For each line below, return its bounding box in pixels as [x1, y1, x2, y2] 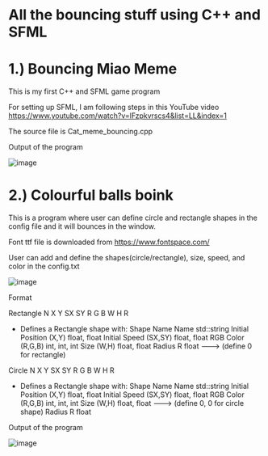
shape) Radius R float [19, 407, 91, 417]
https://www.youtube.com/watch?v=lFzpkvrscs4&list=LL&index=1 [8, 111, 228, 120]
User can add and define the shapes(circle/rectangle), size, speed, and [8, 253, 245, 263]
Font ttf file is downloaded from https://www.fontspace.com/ [8, 237, 210, 247]
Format [8, 293, 32, 302]
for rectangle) [19, 350, 66, 360]
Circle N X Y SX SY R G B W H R [8, 365, 115, 375]
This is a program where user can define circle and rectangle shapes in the [8, 213, 258, 223]
